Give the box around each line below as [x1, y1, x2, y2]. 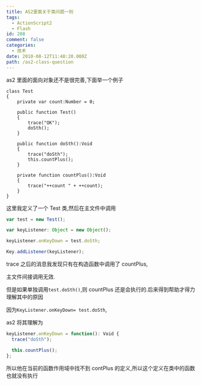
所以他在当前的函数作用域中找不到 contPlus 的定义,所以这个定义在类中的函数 [6, 364, 196, 372]
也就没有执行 [6, 372, 38, 379]
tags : [6, 14, 20, 20]
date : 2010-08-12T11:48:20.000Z [6, 53, 87, 59]
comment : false [6, 37, 44, 43]
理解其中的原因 [6, 293, 43, 300]
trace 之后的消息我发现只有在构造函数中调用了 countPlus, [6, 260, 148, 267]
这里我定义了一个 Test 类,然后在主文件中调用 [6, 204, 116, 212]
